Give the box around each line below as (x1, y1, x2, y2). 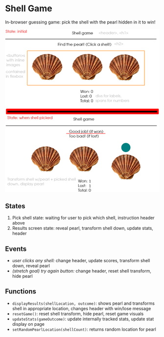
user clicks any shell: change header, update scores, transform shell (12, 258, 150, 263)
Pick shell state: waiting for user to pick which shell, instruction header (12, 215, 155, 221)
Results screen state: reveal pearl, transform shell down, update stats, (12, 225, 153, 231)
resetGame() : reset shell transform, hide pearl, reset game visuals (12, 311, 144, 316)
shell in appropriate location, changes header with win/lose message (12, 305, 151, 311)
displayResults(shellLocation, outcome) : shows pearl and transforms (12, 300, 155, 306)
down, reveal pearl (12, 263, 50, 269)
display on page (12, 321, 45, 327)
